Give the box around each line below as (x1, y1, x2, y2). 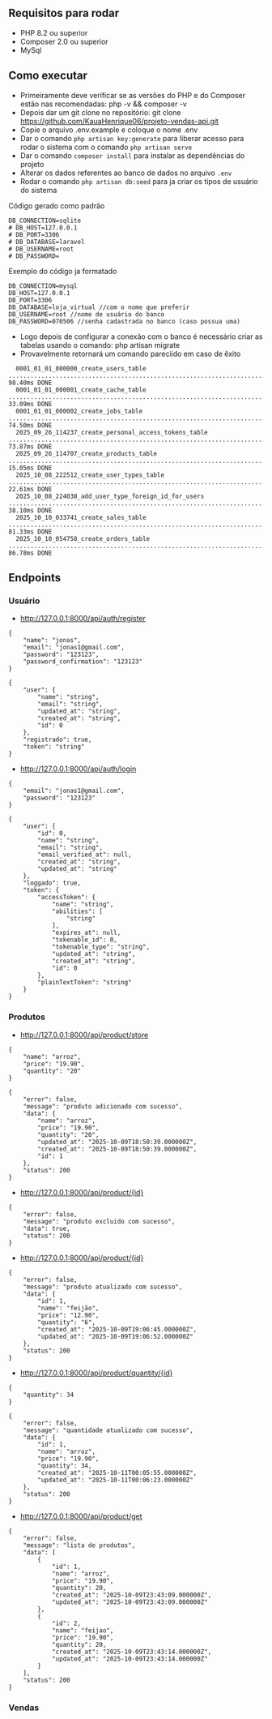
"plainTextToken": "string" (37, 979, 132, 987)
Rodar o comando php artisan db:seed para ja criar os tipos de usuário (19, 176, 258, 186)
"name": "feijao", (51, 1626, 114, 1635)
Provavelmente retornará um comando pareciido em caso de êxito (19, 349, 241, 358)
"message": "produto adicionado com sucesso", (23, 1102, 183, 1110)
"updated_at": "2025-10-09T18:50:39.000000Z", (37, 1138, 198, 1146)
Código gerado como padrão (8, 200, 105, 210)
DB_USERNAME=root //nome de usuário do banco (8, 310, 164, 319)
